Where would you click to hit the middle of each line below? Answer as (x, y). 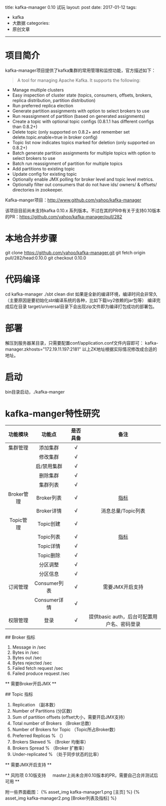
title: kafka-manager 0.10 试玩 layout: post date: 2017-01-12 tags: (71, 7)
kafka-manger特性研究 (53, 414)
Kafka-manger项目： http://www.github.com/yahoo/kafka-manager (73, 200)
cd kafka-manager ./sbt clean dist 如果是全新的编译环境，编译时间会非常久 (81, 294)
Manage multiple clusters (38, 90)
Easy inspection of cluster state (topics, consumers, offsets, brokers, (82, 95)
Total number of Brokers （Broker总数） (53, 723)
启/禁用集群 (49, 466)
